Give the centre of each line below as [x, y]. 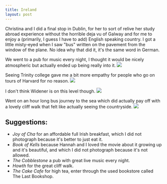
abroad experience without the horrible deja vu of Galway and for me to [79, 34]
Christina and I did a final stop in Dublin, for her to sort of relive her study [80, 28]
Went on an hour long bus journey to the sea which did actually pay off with [83, 100]
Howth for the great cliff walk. [43, 166]
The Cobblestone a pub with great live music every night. [71, 161]
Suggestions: [26, 122]
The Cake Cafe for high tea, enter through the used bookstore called [83, 171]
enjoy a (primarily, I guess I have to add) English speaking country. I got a [81, 39]
